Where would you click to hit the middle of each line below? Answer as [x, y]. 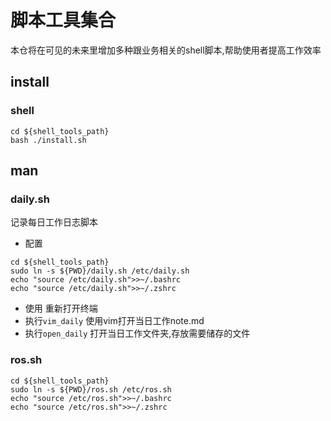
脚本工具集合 [63, 20]
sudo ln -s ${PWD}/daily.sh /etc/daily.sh [100, 271]
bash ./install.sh [48, 140]
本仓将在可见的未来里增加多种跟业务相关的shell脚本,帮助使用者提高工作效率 [166, 50]
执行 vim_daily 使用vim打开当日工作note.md [114, 321]
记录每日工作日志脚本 [54, 222]
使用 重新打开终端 [61, 308]
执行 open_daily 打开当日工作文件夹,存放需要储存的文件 [137, 333]
